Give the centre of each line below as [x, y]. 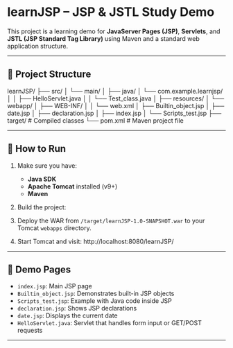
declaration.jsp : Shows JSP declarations [77, 308]
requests [30, 331]
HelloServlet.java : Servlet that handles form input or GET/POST [110, 323]
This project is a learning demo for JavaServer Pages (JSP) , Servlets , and [114, 31]
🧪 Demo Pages [39, 269]
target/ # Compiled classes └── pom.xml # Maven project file [95, 120]
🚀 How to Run [37, 149]
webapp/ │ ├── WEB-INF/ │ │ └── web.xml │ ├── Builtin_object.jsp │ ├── [116, 105]
